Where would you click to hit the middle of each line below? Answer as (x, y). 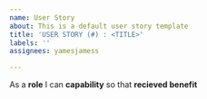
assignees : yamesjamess (54, 51)
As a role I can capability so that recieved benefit (103, 85)
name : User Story (42, 18)
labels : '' (30, 43)
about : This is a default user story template (99, 26)
